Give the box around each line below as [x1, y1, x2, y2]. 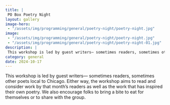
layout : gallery [5, 17, 39, 22]
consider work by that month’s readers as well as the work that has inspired [5, 84, 163, 90]
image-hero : [5, 21, 30, 27]
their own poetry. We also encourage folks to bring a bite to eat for [5, 89, 144, 95]
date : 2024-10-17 [5, 59, 42, 64]
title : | [5, 7, 24, 13]
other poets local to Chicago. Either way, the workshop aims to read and [5, 78, 156, 84]
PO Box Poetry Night [7, 12, 51, 17]
